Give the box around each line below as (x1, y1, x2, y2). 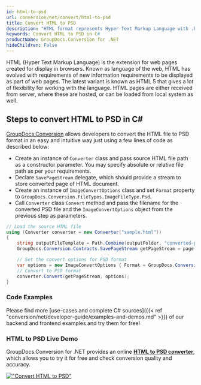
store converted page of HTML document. (14, 180, 120, 187)
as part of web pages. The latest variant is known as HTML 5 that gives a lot (6, 77, 194, 85)
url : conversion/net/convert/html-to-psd (6, 14, 111, 20)
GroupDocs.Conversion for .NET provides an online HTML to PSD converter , (6, 348, 195, 356)
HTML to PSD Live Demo (6, 334, 78, 342)
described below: (6, 143, 49, 150)
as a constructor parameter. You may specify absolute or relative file (14, 161, 184, 168)
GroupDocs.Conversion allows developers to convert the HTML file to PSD (6, 130, 190, 137)
